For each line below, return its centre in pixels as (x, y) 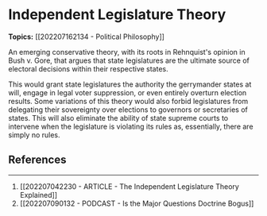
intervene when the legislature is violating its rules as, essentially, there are (131, 126)
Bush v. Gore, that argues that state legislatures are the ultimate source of (129, 60)
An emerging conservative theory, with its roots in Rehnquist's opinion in (127, 52)
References (37, 160)
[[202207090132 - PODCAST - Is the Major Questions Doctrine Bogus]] (137, 203)
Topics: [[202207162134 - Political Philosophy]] (87, 37)
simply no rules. (35, 135)
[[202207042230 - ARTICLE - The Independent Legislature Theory (130, 186)
